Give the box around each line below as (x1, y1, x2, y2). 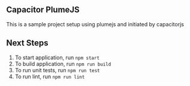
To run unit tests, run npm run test (14, 66, 100, 73)
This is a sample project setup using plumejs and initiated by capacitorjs (6, 20, 185, 27)
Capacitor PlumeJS (6, 5, 80, 15)
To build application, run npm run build (14, 60, 111, 67)
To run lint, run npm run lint (14, 73, 85, 80)
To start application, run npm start (14, 54, 100, 61)
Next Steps (6, 38, 49, 48)
